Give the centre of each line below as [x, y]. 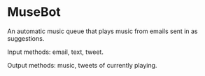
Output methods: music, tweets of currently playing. [82, 65]
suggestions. [26, 38]
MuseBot [34, 12]
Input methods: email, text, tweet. [55, 52]
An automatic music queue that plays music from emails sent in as [102, 31]
